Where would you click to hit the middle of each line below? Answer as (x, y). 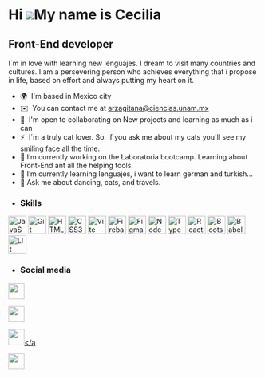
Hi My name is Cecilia (85, 15)
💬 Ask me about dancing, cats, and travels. (90, 182)
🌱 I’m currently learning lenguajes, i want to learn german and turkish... (136, 174)
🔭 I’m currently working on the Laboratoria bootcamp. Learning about (134, 157)
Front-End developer (61, 44)
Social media (45, 270)
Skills (31, 203)
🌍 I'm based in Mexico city (65, 96)
